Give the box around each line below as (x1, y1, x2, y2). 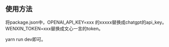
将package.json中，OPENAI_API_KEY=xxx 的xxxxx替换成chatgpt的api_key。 (5, 19, 167, 25)
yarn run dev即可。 (5, 36, 46, 42)
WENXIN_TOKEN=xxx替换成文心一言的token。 (5, 25, 104, 31)
